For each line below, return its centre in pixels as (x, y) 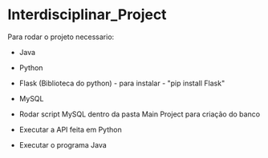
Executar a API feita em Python (70, 129)
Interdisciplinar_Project (87, 15)
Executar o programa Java (63, 144)
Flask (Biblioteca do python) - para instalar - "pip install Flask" (122, 83)
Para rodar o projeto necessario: (61, 37)
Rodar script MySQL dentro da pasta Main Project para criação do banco (140, 114)
